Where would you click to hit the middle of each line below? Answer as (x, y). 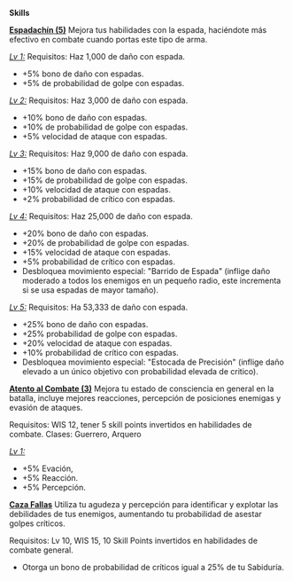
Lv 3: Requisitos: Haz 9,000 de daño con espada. (99, 153)
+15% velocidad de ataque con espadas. (96, 252)
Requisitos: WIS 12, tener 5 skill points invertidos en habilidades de (131, 424)
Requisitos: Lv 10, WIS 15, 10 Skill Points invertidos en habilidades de (134, 541)
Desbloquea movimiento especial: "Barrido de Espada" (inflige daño (146, 271)
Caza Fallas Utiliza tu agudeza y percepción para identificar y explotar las (144, 504)
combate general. (41, 550)
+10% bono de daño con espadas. (85, 118)
